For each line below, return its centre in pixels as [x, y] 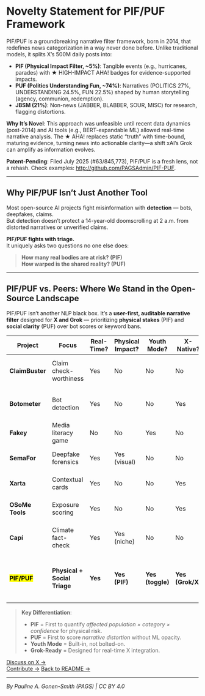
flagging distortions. [40, 111]
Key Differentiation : [46, 612]
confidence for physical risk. [66, 631]
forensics [65, 462]
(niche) [124, 541]
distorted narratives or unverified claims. [57, 227]
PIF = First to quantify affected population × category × [100, 624]
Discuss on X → [26, 662]
